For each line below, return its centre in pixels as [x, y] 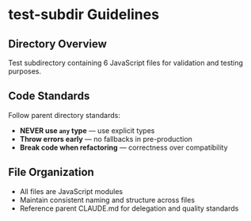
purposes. [25, 71]
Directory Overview [57, 44]
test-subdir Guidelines [84, 15]
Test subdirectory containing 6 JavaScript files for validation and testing [126, 63]
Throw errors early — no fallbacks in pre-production [106, 139]
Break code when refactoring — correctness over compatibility [124, 147]
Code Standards [49, 96]
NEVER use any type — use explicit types [87, 130]
